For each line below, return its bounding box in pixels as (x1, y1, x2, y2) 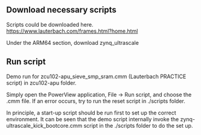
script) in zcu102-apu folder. (6, 79, 77, 87)
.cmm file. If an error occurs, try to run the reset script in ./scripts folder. (6, 97, 185, 105)
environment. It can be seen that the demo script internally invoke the (6, 115, 179, 123)
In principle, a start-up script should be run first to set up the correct (6, 109, 176, 116)
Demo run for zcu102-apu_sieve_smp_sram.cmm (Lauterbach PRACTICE (6, 73, 187, 80)
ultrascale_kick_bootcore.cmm (6, 122, 83, 129)
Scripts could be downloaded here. (6, 21, 94, 28)
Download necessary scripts (6, 5, 116, 15)
